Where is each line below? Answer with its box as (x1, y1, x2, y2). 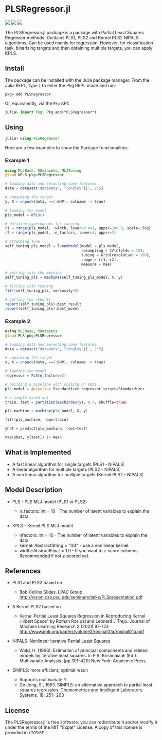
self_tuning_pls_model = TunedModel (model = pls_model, (5, 244, 121, 249)
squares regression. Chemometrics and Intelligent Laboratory (19, 687, 143, 693)
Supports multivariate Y (19, 677, 67, 683)
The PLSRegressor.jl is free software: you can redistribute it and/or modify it (5, 719, 157, 725)
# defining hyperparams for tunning (5, 221, 79, 226)
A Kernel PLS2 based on (12, 604, 61, 610)
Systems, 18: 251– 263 (19, 692, 64, 698)
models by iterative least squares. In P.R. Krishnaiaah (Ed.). (19, 653, 138, 659)
